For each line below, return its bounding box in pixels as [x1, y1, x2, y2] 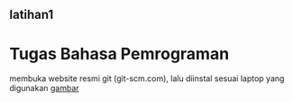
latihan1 [9, 7, 54, 23]
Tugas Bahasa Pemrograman [9, 43, 230, 64]
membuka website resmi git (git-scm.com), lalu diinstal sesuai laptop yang [9, 73, 285, 84]
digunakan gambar [9, 83, 79, 94]
